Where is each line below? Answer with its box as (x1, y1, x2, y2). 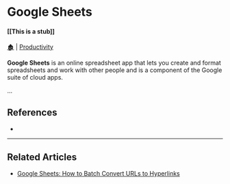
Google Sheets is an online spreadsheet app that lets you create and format (7, 59, 221, 67)
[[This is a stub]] (7, 27, 55, 35)
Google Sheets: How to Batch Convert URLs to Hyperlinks (16, 170, 180, 178)
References (7, 106, 57, 118)
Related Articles (7, 151, 77, 163)
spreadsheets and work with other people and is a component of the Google (7, 66, 222, 74)
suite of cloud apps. (7, 73, 64, 82)
